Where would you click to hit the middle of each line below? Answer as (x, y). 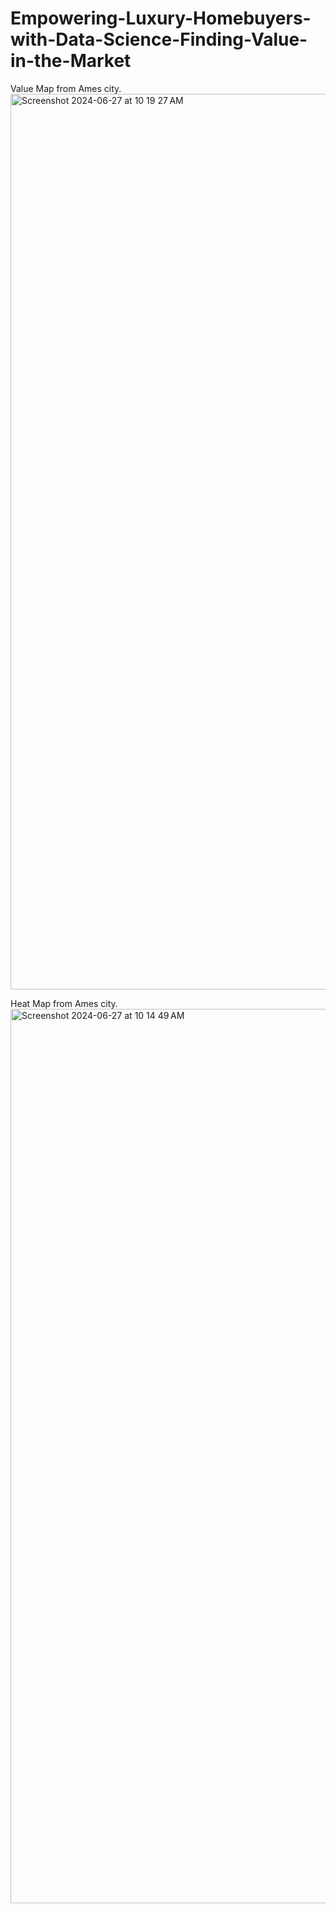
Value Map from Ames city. (66, 88)
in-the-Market (71, 61)
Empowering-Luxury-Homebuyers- (161, 18)
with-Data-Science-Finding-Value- (159, 39)
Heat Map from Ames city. (64, 1003)
